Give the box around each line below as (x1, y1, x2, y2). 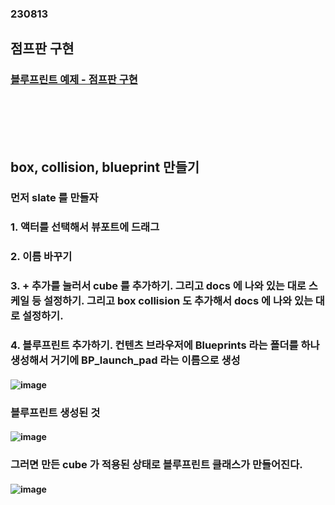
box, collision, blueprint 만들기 (10, 158, 200, 176)
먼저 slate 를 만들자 (10, 191, 99, 205)
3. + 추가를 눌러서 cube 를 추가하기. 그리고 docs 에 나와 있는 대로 (10, 279, 307, 293)
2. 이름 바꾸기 (10, 250, 73, 264)
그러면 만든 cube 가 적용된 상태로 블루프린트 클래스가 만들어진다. (10, 458, 303, 472)
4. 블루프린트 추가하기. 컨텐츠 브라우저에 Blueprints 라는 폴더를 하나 (10, 338, 320, 352)
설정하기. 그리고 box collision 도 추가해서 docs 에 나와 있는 (43, 294, 313, 308)
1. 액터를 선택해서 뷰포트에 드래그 (10, 220, 160, 234)
